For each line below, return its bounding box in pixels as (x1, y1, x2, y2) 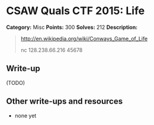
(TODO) (6, 79, 25, 86)
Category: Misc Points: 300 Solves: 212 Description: (6, 24, 138, 31)
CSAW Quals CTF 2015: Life (6, 4, 145, 18)
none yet (14, 112, 37, 119)
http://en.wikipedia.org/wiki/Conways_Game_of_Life (20, 35, 148, 42)
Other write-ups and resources (6, 96, 123, 107)
